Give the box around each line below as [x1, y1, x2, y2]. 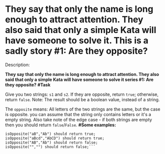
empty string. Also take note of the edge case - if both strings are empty [5, 116, 152, 122]
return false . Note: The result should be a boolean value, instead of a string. [5, 96, 160, 102]
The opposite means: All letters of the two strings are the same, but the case [5, 106, 161, 112]
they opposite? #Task [5, 81, 51, 87]
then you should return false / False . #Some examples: [5, 122, 116, 128]
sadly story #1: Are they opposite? [5, 45, 148, 57]
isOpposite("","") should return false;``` [5, 144, 96, 149]
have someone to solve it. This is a [5, 35, 149, 46]
